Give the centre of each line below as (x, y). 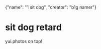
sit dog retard (34, 27)
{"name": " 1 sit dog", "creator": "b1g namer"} (51, 7)
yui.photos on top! (24, 41)
